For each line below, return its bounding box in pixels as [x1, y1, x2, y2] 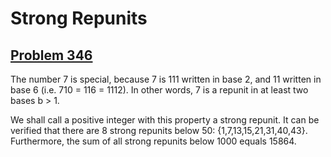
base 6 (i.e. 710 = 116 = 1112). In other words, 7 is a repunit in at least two [10, 84, 309, 96]
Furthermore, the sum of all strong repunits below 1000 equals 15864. [10, 135, 297, 147]
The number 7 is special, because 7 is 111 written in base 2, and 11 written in [10, 73, 322, 85]
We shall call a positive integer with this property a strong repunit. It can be [10, 114, 320, 126]
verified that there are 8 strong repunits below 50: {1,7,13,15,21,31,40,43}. [10, 125, 308, 136]
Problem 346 [10, 47, 93, 64]
